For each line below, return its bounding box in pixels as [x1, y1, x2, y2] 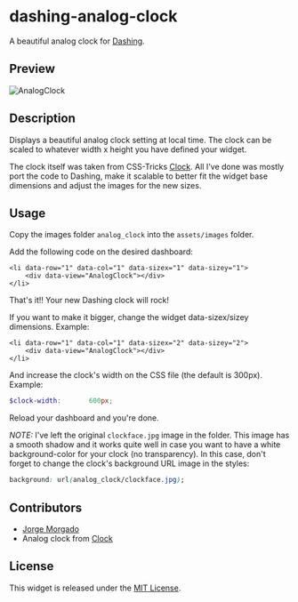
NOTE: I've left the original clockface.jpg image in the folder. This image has [9, 429, 290, 441]
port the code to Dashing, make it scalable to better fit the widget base [9, 171, 269, 181]
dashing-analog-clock [9, 6, 178, 27]
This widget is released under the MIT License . [9, 582, 181, 593]
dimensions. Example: [9, 322, 90, 333]
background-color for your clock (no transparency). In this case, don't [9, 449, 267, 460]
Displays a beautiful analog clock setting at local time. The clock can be [9, 134, 272, 145]
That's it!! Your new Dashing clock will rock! [9, 295, 170, 306]
